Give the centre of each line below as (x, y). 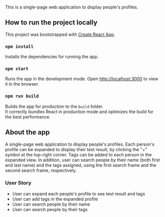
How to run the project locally (51, 22)
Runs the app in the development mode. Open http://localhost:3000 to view (82, 79)
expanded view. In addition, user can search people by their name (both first (82, 160)
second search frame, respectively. (41, 170)
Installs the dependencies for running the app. (52, 57)
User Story (18, 183)
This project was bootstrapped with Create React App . (60, 34)
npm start (17, 69)
